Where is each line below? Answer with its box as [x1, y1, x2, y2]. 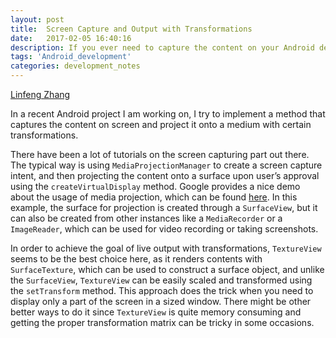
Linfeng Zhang [10, 89, 71, 100]
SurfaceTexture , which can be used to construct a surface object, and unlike [10, 264, 325, 275]
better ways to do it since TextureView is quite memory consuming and [10, 306, 302, 318]
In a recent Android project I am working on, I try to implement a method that [10, 108, 326, 120]
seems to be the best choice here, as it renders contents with [10, 253, 263, 265]
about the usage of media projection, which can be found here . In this [10, 191, 298, 203]
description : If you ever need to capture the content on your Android [10, 42, 315, 53]
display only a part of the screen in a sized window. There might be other [10, 296, 312, 307]
